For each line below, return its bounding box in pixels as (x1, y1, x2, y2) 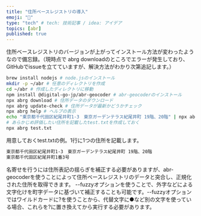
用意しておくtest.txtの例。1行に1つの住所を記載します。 (6, 136, 142, 144)
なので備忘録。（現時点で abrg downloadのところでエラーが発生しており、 (6, 56, 188, 63)
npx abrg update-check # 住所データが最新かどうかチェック (6, 103, 142, 109)
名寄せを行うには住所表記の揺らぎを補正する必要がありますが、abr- (6, 166, 174, 173)
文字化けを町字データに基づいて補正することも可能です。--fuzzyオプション (6, 188, 192, 195)
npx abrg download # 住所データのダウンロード (6, 97, 114, 104)
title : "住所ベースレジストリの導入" (6, 8, 89, 15)
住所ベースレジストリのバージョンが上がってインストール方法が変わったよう (6, 48, 194, 56)
